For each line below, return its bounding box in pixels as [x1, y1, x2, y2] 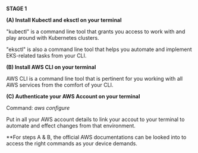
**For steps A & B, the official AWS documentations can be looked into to [6, 133, 187, 141]
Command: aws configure [6, 104, 70, 111]
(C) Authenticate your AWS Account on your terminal [6, 93, 140, 100]
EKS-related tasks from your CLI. [6, 52, 87, 59]
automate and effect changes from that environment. [6, 122, 136, 129]
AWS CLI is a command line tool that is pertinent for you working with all [6, 75, 183, 82]
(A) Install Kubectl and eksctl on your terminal [6, 17, 122, 23]
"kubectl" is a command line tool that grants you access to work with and [6, 28, 186, 35]
